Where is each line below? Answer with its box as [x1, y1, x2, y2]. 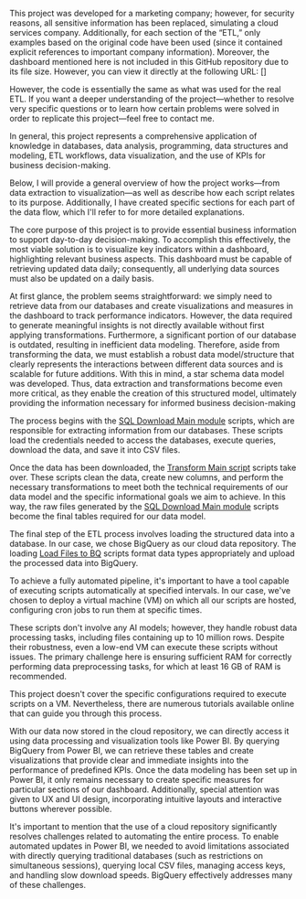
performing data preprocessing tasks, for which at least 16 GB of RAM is [9, 661, 281, 671]
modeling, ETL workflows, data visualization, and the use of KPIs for [9, 150, 267, 161]
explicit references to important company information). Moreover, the [9, 47, 269, 58]
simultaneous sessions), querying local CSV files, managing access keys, [9, 860, 286, 871]
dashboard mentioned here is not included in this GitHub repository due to [9, 57, 290, 67]
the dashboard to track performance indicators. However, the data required [9, 310, 292, 321]
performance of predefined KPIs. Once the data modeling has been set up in [9, 765, 298, 776]
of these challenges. [9, 880, 87, 890]
